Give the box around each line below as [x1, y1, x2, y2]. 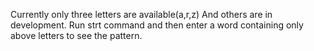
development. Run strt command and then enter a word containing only [10, 19, 304, 31]
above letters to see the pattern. [10, 30, 143, 41]
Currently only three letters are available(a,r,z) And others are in [10, 9, 273, 20]
